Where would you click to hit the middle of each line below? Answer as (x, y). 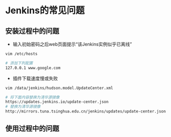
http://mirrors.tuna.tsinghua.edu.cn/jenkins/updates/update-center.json (86, 111)
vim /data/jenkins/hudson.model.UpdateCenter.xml (59, 88)
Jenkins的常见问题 (45, 10)
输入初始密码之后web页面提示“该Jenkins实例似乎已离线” (72, 44)
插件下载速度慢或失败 (35, 78)
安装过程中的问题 (32, 31)
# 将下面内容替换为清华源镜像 (33, 97)
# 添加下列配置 (19, 63)
